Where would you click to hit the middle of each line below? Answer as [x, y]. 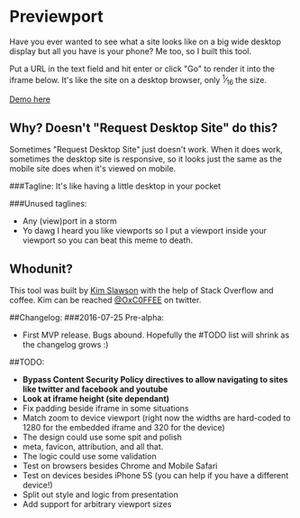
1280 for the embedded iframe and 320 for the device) [123, 428]
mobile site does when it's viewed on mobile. [93, 169]
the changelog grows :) [65, 345]
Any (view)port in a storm [69, 221]
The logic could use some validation [89, 457]
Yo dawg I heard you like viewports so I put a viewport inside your [145, 231]
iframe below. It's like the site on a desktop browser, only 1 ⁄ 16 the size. [138, 80]
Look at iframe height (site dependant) [95, 399]
